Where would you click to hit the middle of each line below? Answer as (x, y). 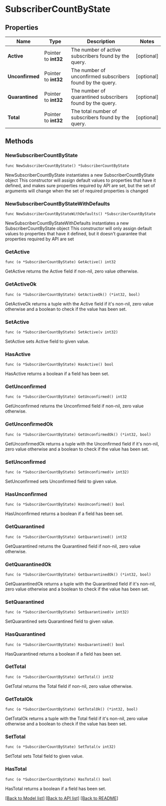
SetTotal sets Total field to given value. (44, 756)
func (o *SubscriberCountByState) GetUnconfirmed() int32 (66, 397)
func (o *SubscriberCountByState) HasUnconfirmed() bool (65, 505)
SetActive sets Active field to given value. (47, 341)
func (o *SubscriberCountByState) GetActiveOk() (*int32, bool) (73, 294)
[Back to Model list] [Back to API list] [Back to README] (62, 798)
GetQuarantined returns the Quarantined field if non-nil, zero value (73, 546)
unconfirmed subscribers (100, 76)
